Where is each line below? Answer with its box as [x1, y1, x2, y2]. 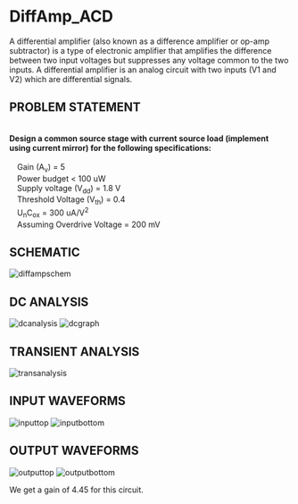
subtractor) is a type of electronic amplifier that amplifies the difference [9, 45, 272, 55]
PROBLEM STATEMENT [9, 100, 141, 115]
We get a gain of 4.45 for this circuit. [9, 484, 145, 495]
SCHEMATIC [9, 244, 80, 260]
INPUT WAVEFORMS [9, 393, 127, 408]
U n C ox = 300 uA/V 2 [17, 206, 89, 220]
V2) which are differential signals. [9, 73, 133, 84]
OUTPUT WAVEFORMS [9, 443, 139, 458]
